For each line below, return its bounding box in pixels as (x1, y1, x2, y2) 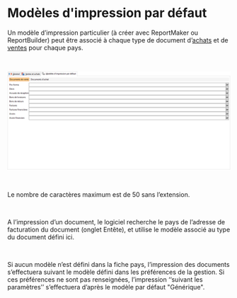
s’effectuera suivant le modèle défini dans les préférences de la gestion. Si (7, 268, 225, 277)
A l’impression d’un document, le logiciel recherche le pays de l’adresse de (7, 218, 225, 227)
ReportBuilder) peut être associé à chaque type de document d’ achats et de (7, 35, 229, 44)
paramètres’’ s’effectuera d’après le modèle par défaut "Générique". (7, 283, 205, 292)
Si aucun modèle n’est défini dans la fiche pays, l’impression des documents (7, 260, 230, 269)
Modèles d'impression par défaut (7, 5, 207, 21)
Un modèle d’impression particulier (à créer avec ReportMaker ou (7, 28, 199, 37)
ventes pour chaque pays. (7, 43, 83, 52)
